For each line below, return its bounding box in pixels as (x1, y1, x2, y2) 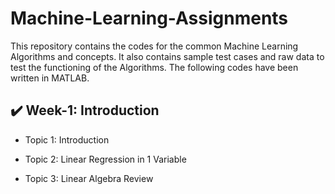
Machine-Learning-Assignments (10, 7, 289, 30)
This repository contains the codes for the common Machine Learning (10, 40, 299, 52)
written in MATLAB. (10, 72, 90, 84)
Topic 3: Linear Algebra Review (24, 172, 154, 184)
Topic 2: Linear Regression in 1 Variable (24, 153, 187, 165)
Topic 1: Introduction (24, 133, 110, 146)
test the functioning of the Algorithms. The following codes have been (10, 61, 299, 73)
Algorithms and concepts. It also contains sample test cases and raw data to (10, 50, 325, 62)
